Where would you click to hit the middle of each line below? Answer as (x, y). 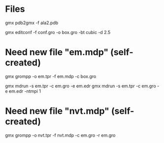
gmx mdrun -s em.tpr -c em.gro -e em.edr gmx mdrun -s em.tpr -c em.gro (81, 86)
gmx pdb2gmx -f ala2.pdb (32, 23)
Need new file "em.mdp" (57, 52)
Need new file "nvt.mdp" (57, 111)
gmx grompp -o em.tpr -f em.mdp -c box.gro (51, 76)
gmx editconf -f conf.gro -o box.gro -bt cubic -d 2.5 (58, 32)
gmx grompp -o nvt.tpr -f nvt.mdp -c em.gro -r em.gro (60, 135)
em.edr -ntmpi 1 (25, 91)
